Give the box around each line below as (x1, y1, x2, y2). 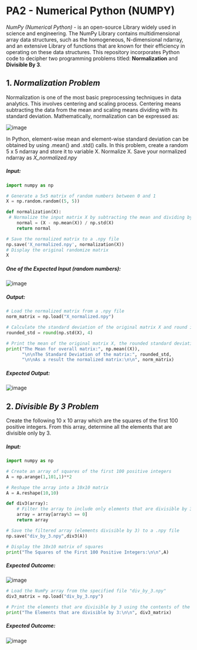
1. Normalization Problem (6, 78, 101, 88)
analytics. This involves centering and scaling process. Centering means (6, 100, 181, 107)
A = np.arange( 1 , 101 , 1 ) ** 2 (6, 474, 72, 480)
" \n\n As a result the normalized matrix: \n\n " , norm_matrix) (21, 357, 175, 363)
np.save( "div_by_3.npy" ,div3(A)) (6, 533, 88, 539)
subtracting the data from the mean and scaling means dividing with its (6, 106, 178, 113)
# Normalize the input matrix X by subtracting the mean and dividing (8, 215, 185, 221)
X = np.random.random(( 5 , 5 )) (6, 198, 80, 204)
